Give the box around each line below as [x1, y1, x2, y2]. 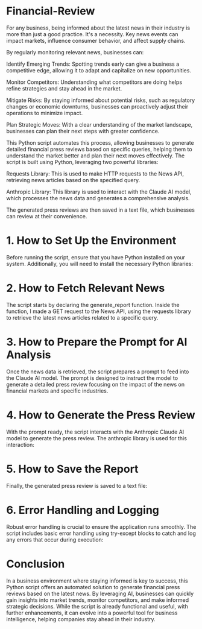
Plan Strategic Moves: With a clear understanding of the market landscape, [6, 121, 193, 128]
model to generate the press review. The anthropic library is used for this [6, 434, 187, 441]
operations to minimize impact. [6, 109, 83, 116]
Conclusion [6, 557, 65, 571]
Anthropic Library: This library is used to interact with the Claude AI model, [6, 188, 192, 195]
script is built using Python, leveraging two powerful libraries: [6, 158, 159, 165]
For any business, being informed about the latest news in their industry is [6, 24, 191, 31]
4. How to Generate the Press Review [6, 408, 195, 422]
